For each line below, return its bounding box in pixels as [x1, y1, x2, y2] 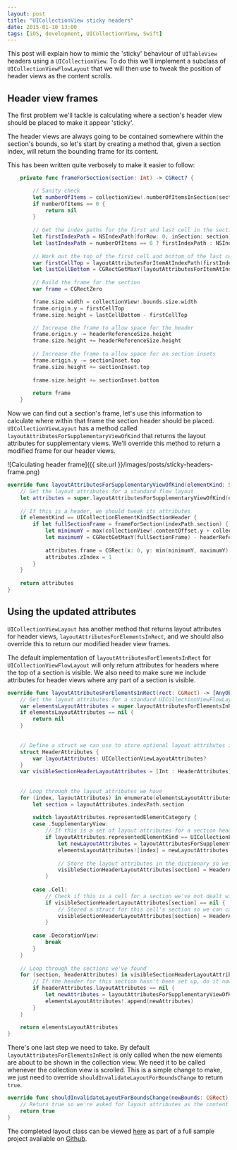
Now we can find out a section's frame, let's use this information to [7, 409, 202, 418]
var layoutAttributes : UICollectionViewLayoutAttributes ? [32, 755, 207, 762]
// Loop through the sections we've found [20, 964, 147, 972]
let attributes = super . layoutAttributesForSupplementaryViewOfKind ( [20, 495, 229, 502]
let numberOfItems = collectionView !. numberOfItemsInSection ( [32, 193, 219, 201]
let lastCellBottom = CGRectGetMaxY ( [32, 266, 143, 273]
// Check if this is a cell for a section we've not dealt [44, 892, 222, 900]
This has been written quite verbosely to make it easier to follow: [7, 161, 195, 169]
